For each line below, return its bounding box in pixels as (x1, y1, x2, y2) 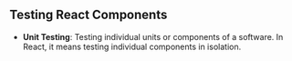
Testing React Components (9, 7, 168, 23)
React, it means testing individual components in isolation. (22, 41, 242, 52)
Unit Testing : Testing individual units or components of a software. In (22, 31, 284, 42)
